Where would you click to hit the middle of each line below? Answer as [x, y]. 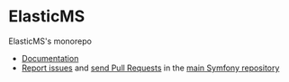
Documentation [50, 58]
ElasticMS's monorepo [50, 41]
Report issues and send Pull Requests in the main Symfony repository [150, 68]
